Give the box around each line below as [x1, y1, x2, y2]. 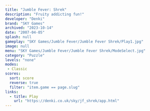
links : [5, 89, 19, 94]
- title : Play [9, 94, 38, 99]
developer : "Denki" [5, 16, 45, 21]
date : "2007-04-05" [5, 30, 45, 35]
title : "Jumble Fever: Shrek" [5, 7, 67, 12]
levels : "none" [5, 57, 36, 62]
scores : [5, 71, 21, 76]
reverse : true [9, 80, 38, 85]
